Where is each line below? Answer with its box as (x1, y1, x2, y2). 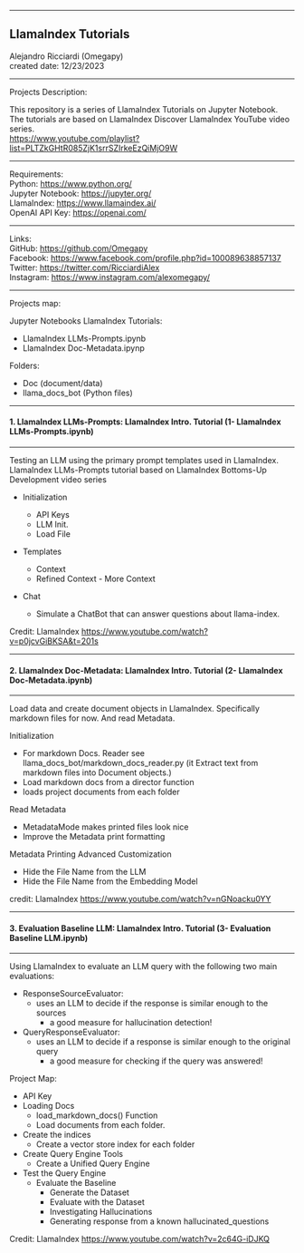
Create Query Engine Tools (22, 1149, 124, 1160)
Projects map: (9, 297, 62, 308)
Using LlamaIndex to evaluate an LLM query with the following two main (9, 961, 278, 972)
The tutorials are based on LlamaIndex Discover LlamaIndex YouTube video (9, 113, 290, 124)
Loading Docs (22, 1101, 75, 1112)
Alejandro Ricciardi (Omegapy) (9, 51, 124, 62)
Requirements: (9, 169, 63, 180)
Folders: (9, 360, 40, 371)
